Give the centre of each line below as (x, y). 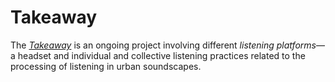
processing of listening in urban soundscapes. (106, 66)
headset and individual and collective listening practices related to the (161, 55)
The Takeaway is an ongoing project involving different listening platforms (163, 45)
